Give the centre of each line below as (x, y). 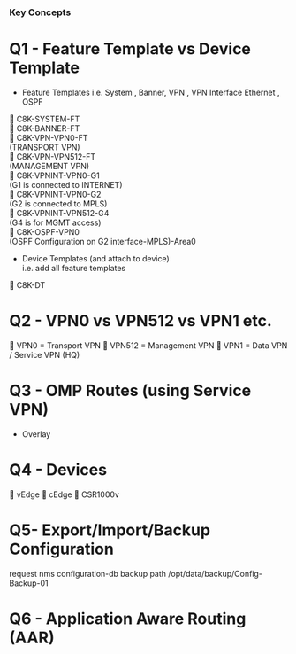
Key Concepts (40, 12)
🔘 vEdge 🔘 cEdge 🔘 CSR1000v (64, 494)
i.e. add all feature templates (74, 268)
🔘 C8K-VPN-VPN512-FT (52, 156)
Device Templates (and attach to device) (95, 258)
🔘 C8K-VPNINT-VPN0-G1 (54, 175)
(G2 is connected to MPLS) (58, 203)
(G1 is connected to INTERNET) (66, 184)
